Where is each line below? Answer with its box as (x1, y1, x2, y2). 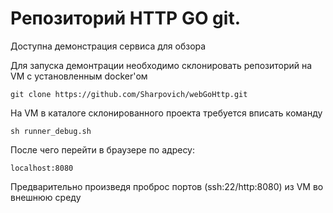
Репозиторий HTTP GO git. (10, 7, 241, 30)
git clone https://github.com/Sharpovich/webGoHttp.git (10, 89, 248, 99)
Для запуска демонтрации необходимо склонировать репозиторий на (10, 59, 313, 71)
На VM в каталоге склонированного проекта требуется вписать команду (10, 107, 323, 119)
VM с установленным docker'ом (10, 70, 148, 82)
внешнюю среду (10, 191, 82, 203)
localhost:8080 (10, 163, 74, 173)
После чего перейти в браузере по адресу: (10, 143, 196, 156)
